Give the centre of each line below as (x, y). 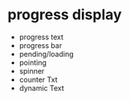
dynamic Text (42, 88)
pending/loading (46, 54)
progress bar (41, 45)
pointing (33, 63)
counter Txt (38, 79)
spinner (32, 71)
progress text (41, 37)
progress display (65, 15)
